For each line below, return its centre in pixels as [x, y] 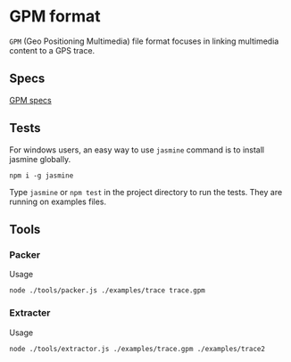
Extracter [30, 313]
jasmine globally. [40, 159]
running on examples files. [58, 202]
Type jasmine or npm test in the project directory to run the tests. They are [146, 192]
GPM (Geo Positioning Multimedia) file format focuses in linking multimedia [144, 41]
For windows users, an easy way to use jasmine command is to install [137, 150]
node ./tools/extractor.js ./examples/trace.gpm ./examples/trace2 [137, 349]
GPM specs [30, 100]
